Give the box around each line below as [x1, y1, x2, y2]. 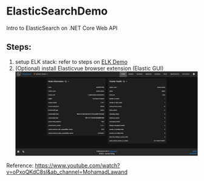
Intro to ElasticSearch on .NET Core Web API [6, 24, 118, 32]
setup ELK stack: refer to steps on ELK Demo [15, 58, 128, 65]
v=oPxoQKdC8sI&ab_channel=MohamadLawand [6, 168, 127, 176]
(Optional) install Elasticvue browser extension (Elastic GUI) [15, 64, 164, 72]
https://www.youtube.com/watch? [35, 162, 120, 169]
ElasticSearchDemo [6, 4, 108, 18]
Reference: [6, 162, 34, 169]
